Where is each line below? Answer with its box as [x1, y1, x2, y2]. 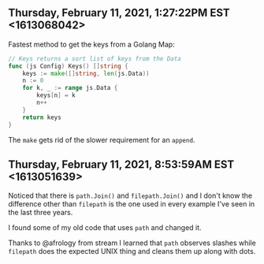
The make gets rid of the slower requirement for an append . [8, 135, 195, 144]
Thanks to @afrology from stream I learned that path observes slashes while [8, 238, 256, 247]
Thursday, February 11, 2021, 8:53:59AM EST [8, 158, 235, 171]
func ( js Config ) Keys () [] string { [8, 62, 128, 70]
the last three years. [8, 208, 73, 218]
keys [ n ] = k [36, 91, 76, 99]
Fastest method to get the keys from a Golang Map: [8, 39, 175, 49]
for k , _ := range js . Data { [22, 84, 118, 92]
